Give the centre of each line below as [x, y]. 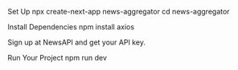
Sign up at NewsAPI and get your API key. [77, 42]
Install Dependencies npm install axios [71, 27]
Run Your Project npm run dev [57, 58]
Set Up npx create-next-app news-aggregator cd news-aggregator [119, 12]
